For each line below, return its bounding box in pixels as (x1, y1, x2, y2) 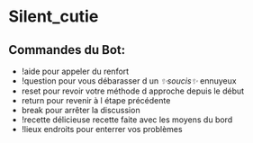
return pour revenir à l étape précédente (21, 95, 171, 105)
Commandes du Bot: (8, 42, 126, 58)
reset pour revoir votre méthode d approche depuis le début (21, 85, 245, 96)
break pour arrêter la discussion (21, 105, 140, 115)
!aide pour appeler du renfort (21, 66, 130, 76)
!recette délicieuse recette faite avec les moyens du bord (21, 114, 233, 125)
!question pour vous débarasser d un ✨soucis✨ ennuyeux (21, 76, 237, 86)
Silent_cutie (8, 6, 99, 27)
